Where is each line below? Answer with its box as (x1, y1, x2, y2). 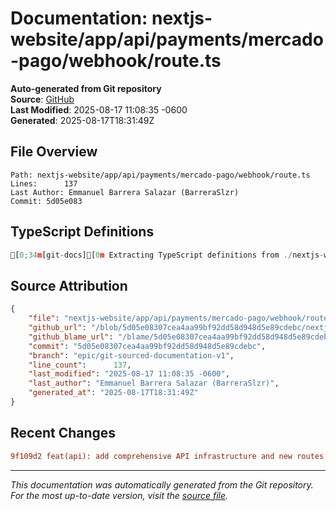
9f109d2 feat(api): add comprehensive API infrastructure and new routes (10, 451, 325, 461)
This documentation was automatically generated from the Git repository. (10, 478, 314, 491)
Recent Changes (10, 425, 117, 442)
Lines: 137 (10, 178, 78, 189)
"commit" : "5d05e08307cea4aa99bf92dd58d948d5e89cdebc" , (28, 341, 267, 351)
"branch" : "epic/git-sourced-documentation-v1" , (28, 350, 235, 361)
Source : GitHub (10, 93, 75, 105)
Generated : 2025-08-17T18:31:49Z (10, 114, 155, 126)
